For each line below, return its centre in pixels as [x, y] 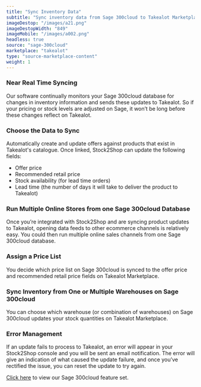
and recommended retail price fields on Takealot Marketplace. [83, 276]
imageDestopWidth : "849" [37, 28]
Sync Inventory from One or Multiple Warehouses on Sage [92, 291]
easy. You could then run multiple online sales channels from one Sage [94, 235]
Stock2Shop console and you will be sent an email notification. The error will [100, 353]
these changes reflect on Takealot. [49, 115]
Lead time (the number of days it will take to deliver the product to [96, 187]
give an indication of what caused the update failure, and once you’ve [92, 359]
